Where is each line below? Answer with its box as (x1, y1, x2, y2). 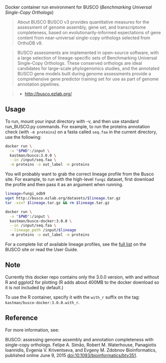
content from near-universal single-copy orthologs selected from (17, 35, 150, 41)
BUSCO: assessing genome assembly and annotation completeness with (5, 336, 154, 342)
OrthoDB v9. (17, 40, 43, 46)
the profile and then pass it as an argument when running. (5, 182, 123, 188)
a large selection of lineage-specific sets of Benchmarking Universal (17, 55, 158, 61)
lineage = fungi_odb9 (5, 191, 46, 196)
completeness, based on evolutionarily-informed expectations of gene (17, 30, 161, 35)
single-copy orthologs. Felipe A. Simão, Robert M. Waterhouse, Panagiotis (5, 342, 157, 348)
